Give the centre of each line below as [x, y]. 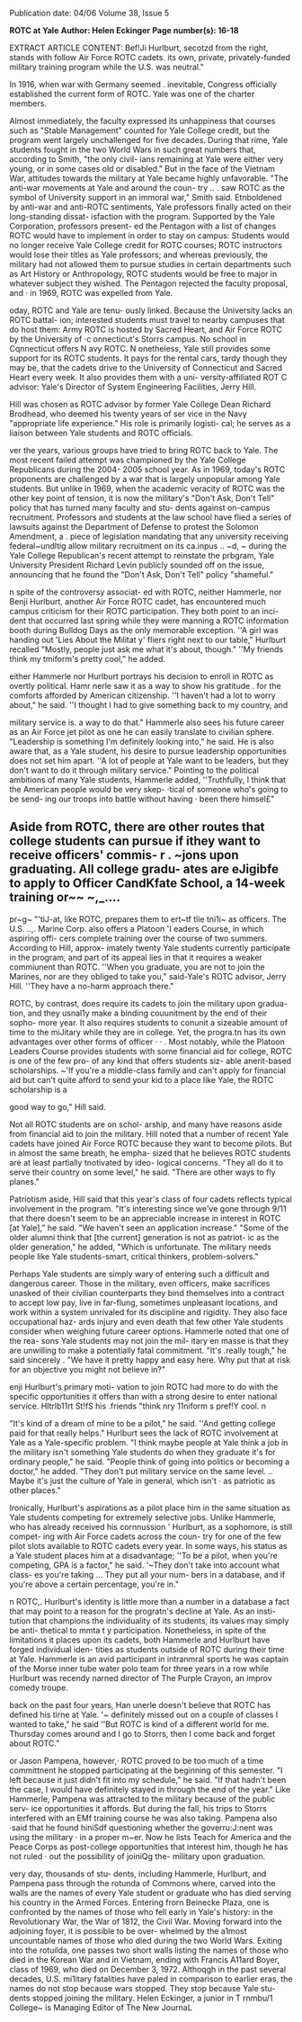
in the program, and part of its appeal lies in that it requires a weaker [136, 957]
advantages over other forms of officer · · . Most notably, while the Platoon [147, 1042]
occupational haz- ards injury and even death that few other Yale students [147, 1321]
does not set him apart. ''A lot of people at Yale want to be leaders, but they [149, 760]
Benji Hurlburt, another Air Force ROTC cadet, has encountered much [138, 601]
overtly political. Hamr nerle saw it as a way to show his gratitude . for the [145, 686]
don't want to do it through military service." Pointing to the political [134, 770]
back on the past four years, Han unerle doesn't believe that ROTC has [140, 1704]
